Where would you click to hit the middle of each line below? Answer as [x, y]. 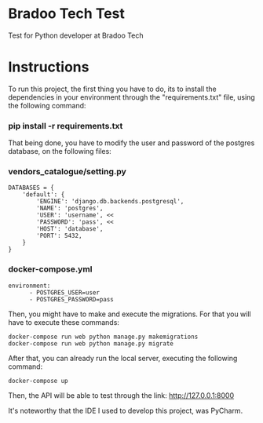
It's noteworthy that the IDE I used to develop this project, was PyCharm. [126, 410]
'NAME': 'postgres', [70, 209]
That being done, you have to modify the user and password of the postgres [131, 143]
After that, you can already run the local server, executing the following [123, 358]
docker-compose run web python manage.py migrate [91, 343]
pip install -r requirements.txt [66, 126]
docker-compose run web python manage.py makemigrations [103, 337]
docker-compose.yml [50, 269]
